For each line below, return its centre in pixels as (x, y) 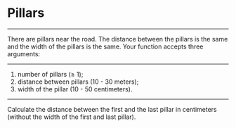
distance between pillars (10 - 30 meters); (78, 82)
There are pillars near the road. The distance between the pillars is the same (118, 39)
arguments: (24, 53)
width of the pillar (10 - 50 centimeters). (75, 89)
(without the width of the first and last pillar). (72, 117)
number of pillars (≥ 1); (50, 74)
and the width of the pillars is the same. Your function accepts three (105, 46)
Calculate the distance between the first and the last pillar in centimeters (112, 109)
